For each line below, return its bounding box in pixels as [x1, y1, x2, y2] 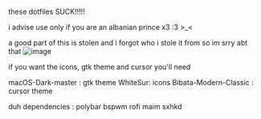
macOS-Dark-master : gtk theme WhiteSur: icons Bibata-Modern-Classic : [8, 78, 255, 87]
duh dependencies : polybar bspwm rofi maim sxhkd [8, 102, 182, 111]
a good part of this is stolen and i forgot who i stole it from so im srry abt [8, 38, 248, 47]
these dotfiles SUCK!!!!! [8, 7, 86, 16]
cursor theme [8, 86, 53, 96]
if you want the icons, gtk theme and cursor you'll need [8, 62, 191, 72]
